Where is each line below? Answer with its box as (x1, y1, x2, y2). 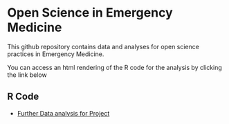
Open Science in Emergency (7, 5, 173, 21)
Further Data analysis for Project (17, 109, 110, 117)
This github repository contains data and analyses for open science (7, 42, 199, 51)
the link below (7, 71, 47, 79)
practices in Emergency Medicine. (7, 50, 104, 58)
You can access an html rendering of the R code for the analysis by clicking (7, 63, 223, 71)
